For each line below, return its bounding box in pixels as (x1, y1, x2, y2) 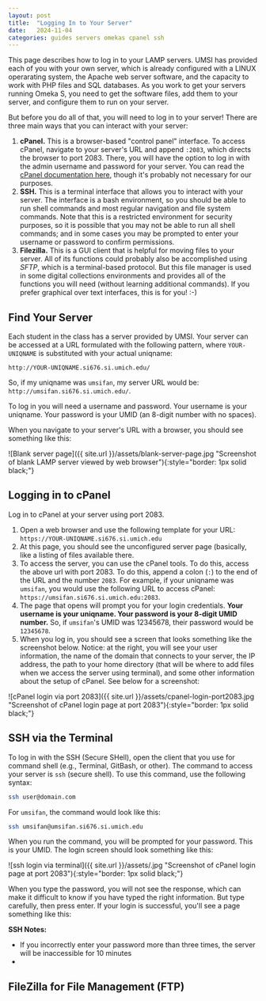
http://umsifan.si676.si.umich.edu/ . (8, 386, 131, 396)
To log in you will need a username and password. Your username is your (8, 401, 248, 411)
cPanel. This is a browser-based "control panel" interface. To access (19, 136, 245, 146)
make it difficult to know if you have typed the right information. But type (8, 893, 245, 902)
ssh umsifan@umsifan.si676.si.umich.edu (8, 822, 144, 831)
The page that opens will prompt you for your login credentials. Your (19, 601, 243, 610)
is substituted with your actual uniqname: (38, 349, 173, 358)
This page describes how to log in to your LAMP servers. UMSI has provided (8, 55, 258, 65)
